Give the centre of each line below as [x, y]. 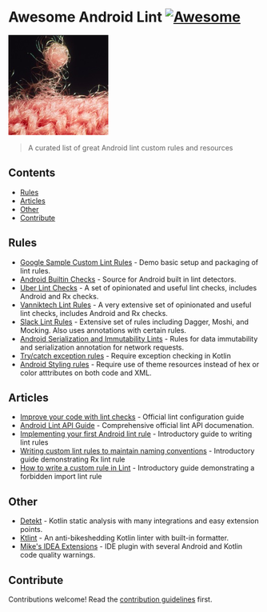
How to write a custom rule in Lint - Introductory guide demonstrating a [137, 468]
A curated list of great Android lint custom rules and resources [130, 147]
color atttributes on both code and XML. [86, 373]
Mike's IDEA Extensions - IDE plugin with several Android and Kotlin [131, 546]
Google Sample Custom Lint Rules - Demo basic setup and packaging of [139, 262]
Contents [32, 173]
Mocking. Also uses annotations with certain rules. [103, 330]
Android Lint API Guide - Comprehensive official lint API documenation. [137, 426]
